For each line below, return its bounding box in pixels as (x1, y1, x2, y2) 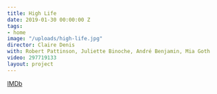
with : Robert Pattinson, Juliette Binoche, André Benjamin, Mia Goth (7, 48, 211, 55)
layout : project (7, 61, 54, 67)
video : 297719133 (7, 54, 57, 61)
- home (7, 29, 26, 36)
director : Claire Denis (7, 42, 76, 48)
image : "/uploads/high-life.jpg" (7, 35, 103, 42)
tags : (7, 22, 23, 29)
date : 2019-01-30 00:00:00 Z (7, 16, 91, 23)
